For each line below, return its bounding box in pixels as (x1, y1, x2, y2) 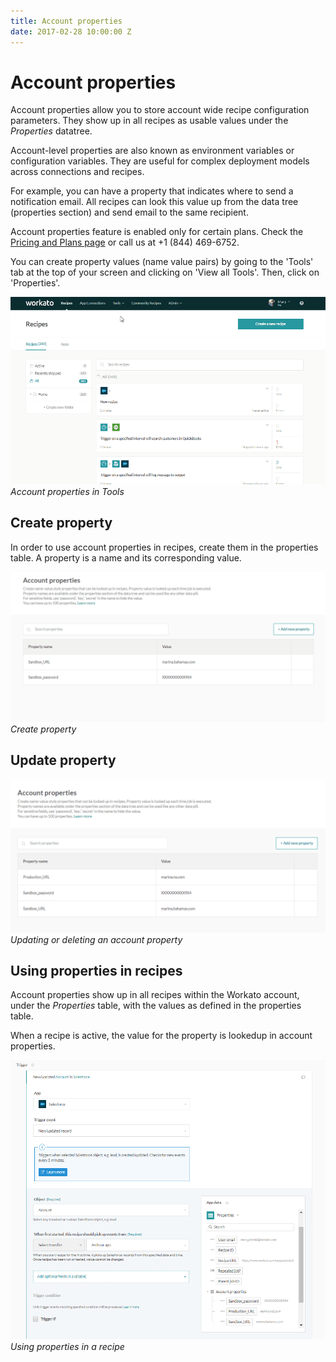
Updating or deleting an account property (10, 933, 183, 945)
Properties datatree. (10, 125, 93, 137)
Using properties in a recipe (10, 1341, 125, 1353)
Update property (10, 752, 117, 769)
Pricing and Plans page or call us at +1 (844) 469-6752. (10, 236, 240, 249)
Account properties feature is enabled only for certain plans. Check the (10, 226, 304, 238)
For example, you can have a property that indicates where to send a (10, 185, 294, 197)
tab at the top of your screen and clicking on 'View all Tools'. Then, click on (10, 266, 320, 279)
